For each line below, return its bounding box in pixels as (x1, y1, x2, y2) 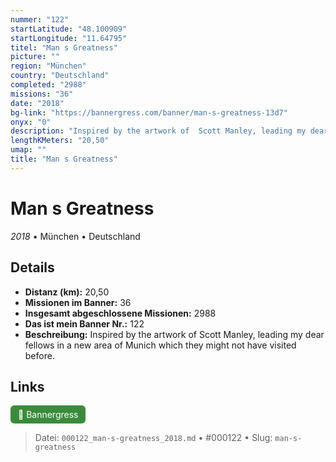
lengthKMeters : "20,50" (10, 136, 110, 146)
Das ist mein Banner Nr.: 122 (24, 317, 145, 330)
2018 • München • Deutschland (10, 230, 141, 242)
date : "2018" (10, 98, 65, 108)
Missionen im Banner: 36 (24, 296, 132, 308)
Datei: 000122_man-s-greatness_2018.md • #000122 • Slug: (34, 432, 273, 444)
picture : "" (10, 52, 60, 62)
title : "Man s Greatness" (10, 154, 118, 164)
